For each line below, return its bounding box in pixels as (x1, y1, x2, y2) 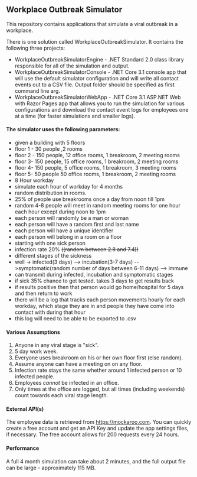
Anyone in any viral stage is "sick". (14, 342, 99, 349)
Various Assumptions (6, 328, 61, 336)
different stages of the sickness (14, 252, 92, 259)
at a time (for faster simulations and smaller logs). (14, 112, 136, 119)
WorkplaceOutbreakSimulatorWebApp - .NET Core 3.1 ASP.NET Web (14, 93, 181, 100)
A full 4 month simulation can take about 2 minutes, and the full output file (6, 457, 186, 465)
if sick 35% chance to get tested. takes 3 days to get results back (14, 277, 174, 284)
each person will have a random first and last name (14, 221, 139, 228)
